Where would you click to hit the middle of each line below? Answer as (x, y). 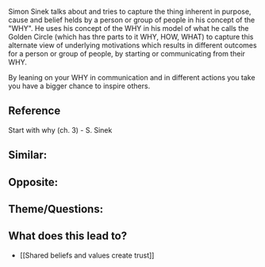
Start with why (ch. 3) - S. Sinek (60, 130)
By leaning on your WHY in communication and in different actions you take (132, 77)
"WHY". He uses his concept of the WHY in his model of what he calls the (129, 28)
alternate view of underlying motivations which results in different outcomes (132, 45)
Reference (35, 111)
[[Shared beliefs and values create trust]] (87, 255)
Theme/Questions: (56, 209)
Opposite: (33, 182)
